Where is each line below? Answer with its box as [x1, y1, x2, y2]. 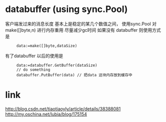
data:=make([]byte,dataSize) [16, 43, 78, 48]
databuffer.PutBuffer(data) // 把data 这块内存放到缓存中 [16, 72, 133, 77]
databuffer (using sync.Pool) [5, 4, 128, 15]
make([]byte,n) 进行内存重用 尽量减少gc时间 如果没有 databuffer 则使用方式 [5, 27, 161, 33]
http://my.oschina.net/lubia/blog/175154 [5, 111, 87, 117]
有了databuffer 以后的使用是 [5, 53, 64, 59]
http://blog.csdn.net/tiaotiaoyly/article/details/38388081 [5, 105, 121, 111]
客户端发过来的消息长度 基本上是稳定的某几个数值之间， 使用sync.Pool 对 [5, 21, 157, 27]
